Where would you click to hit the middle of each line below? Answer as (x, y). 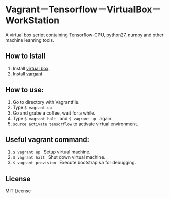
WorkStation (32, 21)
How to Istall (25, 56)
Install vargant (27, 74)
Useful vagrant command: (47, 139)
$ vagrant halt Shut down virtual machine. (59, 157)
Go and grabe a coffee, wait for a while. (54, 113)
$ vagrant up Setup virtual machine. (52, 152)
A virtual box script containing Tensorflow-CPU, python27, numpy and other (84, 35)
